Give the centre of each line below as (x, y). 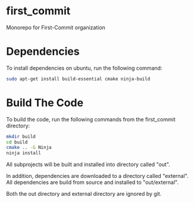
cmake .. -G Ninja (29, 148)
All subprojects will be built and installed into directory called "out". (88, 164)
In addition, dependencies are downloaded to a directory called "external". (97, 176)
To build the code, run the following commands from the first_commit (91, 119)
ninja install (24, 153)
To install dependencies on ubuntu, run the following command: (84, 68)
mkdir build (21, 136)
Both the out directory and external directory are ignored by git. (84, 194)
